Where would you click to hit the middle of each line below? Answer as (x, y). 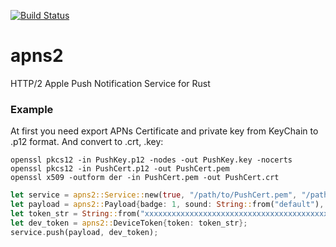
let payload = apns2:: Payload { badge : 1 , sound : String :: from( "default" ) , (167, 205)
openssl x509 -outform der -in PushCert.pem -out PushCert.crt (145, 178)
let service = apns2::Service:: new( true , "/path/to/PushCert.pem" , (154, 195)
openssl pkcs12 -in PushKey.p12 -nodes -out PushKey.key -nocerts (151, 160)
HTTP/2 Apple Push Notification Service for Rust (110, 83)
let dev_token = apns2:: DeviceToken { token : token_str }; (129, 223)
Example (32, 109)
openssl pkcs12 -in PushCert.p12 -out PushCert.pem (120, 169)
